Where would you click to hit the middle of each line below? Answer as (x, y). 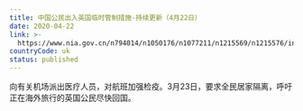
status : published (44, 60)
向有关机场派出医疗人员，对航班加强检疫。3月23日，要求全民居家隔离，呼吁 (151, 86)
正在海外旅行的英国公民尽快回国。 (73, 97)
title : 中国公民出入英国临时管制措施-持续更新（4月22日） (106, 18)
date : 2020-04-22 (42, 26)
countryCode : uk (40, 51)
